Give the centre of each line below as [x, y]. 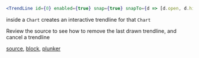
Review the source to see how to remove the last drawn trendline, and [91, 31]
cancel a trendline [28, 37]
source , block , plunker [33, 48]
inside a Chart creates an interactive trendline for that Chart [78, 19]
